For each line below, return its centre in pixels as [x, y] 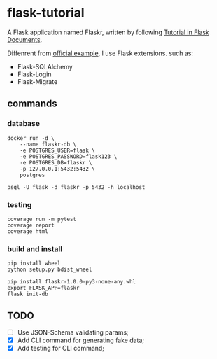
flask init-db [28, 294]
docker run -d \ [31, 138]
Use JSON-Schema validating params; [73, 332]
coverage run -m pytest [42, 219]
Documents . [25, 39]
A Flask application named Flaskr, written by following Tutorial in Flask [108, 32]
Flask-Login [34, 74]
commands [32, 104]
